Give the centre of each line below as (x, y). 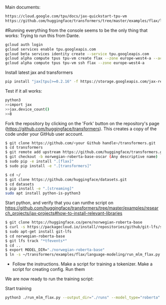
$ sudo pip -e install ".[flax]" (40, 161)
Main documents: (23, 7)
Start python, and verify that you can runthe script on (59, 203)
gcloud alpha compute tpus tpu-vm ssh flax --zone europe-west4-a (75, 63)
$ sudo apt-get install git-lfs (38, 231)
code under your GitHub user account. (44, 134)
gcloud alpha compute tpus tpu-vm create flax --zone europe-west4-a (78, 58)
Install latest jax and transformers (39, 73)
